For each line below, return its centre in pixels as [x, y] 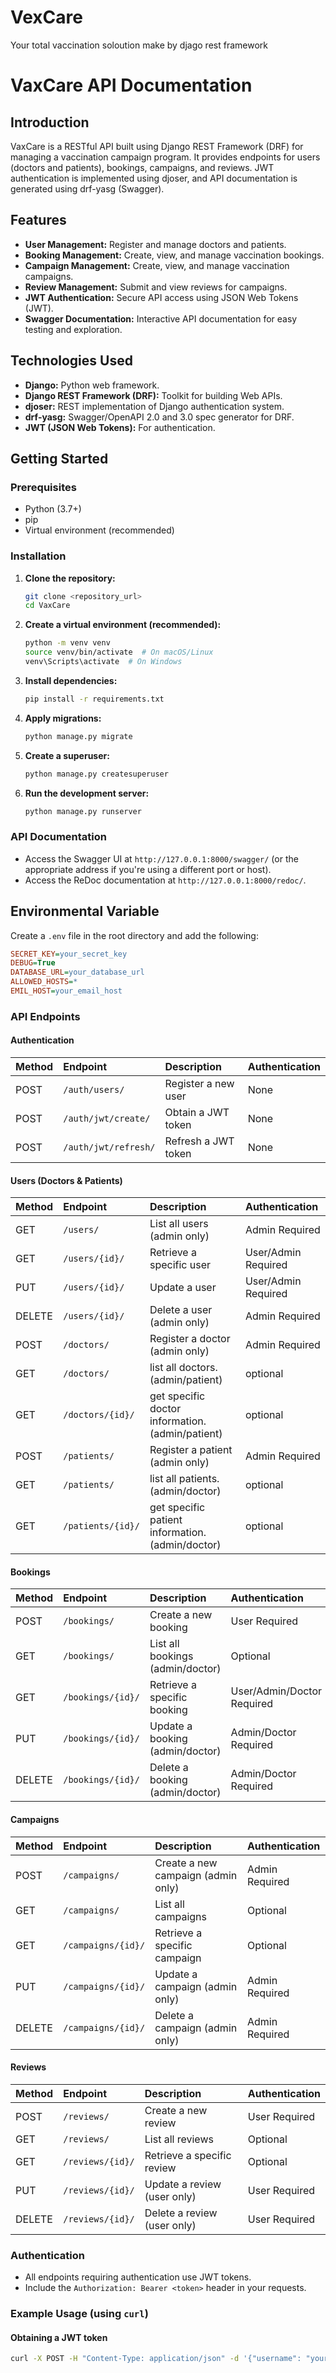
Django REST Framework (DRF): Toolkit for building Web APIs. [153, 395]
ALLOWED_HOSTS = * [44, 982]
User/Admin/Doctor [276, 1691]
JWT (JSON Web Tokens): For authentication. [120, 427]
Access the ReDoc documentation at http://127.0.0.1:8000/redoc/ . [165, 880]
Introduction [50, 122]
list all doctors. [183, 1368]
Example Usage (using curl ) [79, 2314]
